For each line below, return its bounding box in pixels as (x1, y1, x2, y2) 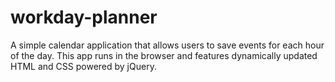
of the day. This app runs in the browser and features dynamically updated (10, 49, 318, 61)
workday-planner (10, 6, 158, 29)
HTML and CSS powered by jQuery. (10, 60, 157, 72)
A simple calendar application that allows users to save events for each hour (10, 39, 325, 51)
